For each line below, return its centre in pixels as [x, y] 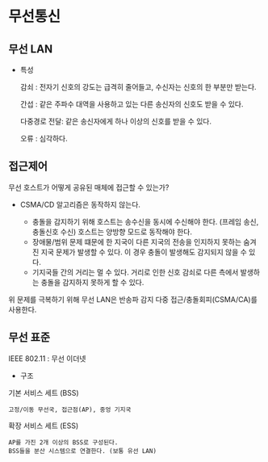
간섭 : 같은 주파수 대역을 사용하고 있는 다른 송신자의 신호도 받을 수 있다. [132, 104]
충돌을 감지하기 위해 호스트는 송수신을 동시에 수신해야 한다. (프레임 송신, [145, 221]
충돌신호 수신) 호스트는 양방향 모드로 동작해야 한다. [112, 232]
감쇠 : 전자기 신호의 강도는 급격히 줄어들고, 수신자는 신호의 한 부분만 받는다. [138, 87]
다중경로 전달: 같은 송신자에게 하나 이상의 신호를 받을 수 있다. [116, 121]
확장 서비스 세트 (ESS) [44, 426]
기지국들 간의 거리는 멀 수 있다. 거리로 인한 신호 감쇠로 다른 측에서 [135, 272]
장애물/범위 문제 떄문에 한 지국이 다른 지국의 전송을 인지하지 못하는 [137, 241]
